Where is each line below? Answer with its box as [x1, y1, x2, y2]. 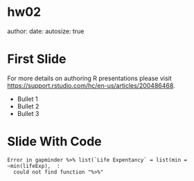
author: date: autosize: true [7, 27, 85, 35]
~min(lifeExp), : [7, 162, 60, 169]
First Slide [7, 51, 67, 67]
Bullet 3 [17, 109, 39, 117]
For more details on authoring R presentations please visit [7, 74, 172, 82]
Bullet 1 [17, 95, 38, 103]
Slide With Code [7, 134, 102, 149]
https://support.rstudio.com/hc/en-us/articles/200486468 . [7, 81, 175, 90]
